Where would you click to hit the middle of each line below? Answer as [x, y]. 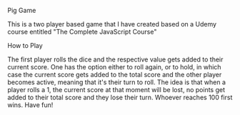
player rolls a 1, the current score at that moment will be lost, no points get [116, 90]
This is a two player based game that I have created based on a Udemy [112, 24]
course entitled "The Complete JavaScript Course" [82, 32]
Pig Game [22, 10]
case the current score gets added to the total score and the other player [115, 75]
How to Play [25, 45]
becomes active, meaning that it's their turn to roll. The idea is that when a [117, 82]
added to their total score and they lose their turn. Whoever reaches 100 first [120, 97]
